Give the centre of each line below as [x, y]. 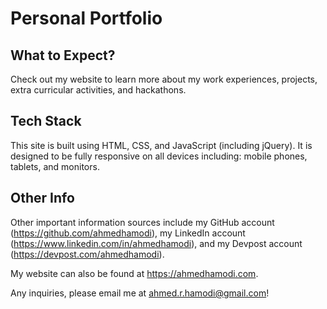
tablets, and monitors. [55, 166]
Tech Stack [46, 121]
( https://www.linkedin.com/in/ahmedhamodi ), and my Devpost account [156, 243]
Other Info [42, 198]
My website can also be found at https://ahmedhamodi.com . [134, 273]
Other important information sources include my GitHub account [142, 222]
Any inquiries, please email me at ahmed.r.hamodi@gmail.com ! [140, 293]
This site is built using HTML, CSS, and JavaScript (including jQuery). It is [161, 145]
